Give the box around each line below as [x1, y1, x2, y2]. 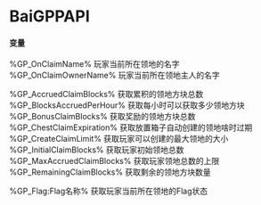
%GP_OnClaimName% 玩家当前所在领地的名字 [9, 59, 180, 70]
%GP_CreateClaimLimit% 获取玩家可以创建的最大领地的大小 [9, 134, 229, 144]
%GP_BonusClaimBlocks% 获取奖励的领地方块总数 [9, 111, 196, 122]
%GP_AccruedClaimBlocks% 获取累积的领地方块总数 [9, 89, 204, 100]
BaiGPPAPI [9, 6, 91, 27]
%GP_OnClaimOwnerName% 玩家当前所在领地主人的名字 [9, 70, 220, 81]
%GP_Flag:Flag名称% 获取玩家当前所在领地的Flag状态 [9, 185, 208, 197]
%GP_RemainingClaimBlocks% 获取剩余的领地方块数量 [9, 167, 211, 177]
